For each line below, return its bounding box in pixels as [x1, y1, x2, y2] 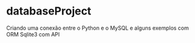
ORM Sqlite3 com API [6, 30, 60, 38]
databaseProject [6, 4, 92, 18]
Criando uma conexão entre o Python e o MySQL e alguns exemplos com [6, 24, 190, 31]
